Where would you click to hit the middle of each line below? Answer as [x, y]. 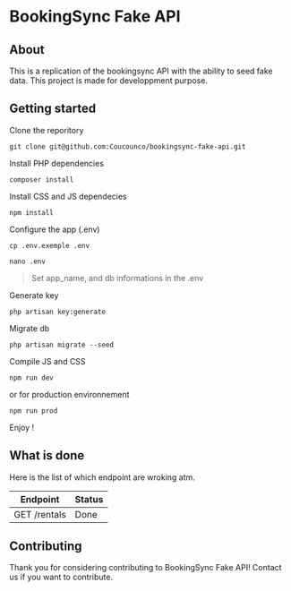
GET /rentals [40, 514]
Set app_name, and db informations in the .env [117, 278]
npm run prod [34, 411]
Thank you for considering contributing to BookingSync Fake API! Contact [145, 568]
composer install [42, 180]
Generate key [34, 295]
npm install [31, 212]
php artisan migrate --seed [62, 345]
